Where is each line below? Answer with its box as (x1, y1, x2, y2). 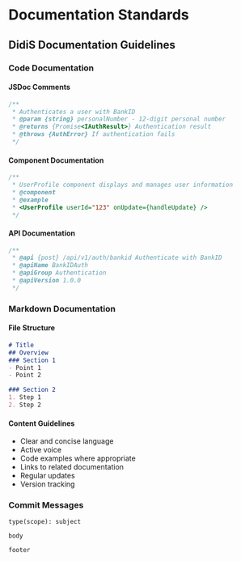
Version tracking (19, 479, 75, 489)
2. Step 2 (8, 401, 42, 410)
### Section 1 (8, 356, 57, 364)
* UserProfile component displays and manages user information (11, 181, 233, 189)
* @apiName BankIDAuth (11, 261, 89, 270)
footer (8, 546, 31, 555)
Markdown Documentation (8, 303, 116, 314)
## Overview (8, 348, 49, 357)
